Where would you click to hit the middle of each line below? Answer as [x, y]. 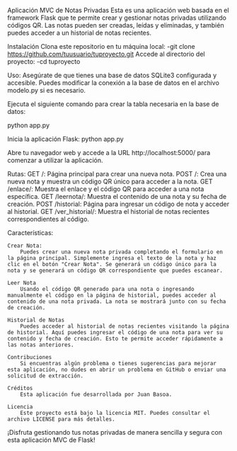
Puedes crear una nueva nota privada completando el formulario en [121, 252]
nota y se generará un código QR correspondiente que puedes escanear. [115, 270]
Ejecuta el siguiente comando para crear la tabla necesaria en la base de [113, 104]
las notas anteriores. [41, 345]
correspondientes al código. [48, 219]
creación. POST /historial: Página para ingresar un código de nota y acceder [118, 204]
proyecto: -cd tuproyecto [44, 62]
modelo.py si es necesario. [47, 90]
